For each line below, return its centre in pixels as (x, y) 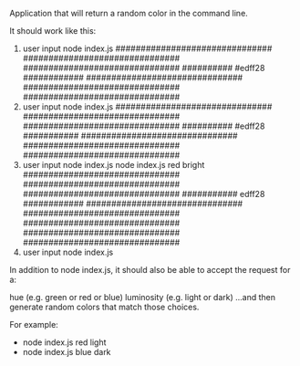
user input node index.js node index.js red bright (114, 165)
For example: (34, 324)
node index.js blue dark (67, 352)
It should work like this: (53, 31)
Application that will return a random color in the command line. (129, 13)
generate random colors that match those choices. (104, 307)
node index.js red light (64, 342)
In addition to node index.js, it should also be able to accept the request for (150, 270)
